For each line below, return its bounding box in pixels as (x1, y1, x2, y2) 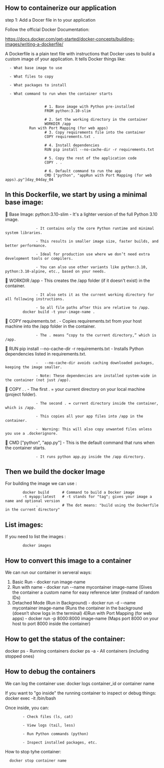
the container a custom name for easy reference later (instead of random (12, 589, 160, 596)
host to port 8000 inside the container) (12, 621, 91, 627)
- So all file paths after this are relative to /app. (36, 305, 150, 310)
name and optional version (5, 498, 60, 504)
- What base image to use (9, 65, 63, 70)
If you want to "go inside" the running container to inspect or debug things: (5, 690, 157, 696)
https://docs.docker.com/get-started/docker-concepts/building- (5, 36, 135, 42)
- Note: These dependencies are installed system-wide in (36, 373, 157, 378)
